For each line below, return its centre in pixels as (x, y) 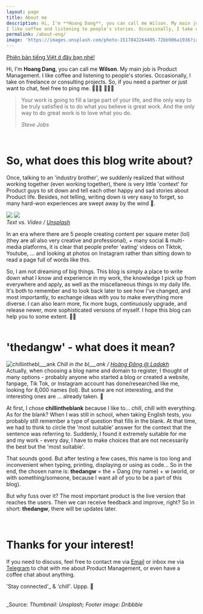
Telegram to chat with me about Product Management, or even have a (93, 568)
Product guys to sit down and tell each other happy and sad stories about (98, 190)
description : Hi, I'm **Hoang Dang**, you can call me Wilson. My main (98, 23)
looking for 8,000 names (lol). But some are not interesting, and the (90, 390)
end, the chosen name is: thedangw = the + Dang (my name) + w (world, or (101, 471)
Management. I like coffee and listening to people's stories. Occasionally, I (99, 75)
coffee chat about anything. (41, 574)
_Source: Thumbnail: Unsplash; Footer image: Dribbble (75, 604)
